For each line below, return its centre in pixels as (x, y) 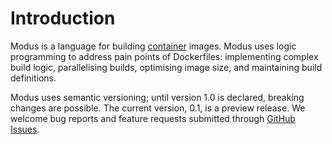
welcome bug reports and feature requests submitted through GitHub (153, 118)
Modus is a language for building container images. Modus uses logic (153, 46)
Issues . (25, 129)
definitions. (33, 78)
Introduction (63, 18)
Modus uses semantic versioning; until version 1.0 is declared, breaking (157, 97)
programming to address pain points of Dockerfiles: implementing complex (164, 56)
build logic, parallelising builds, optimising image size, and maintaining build (166, 67)
